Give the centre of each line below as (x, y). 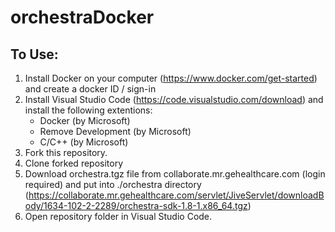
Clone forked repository (74, 163)
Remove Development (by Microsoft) (115, 131)
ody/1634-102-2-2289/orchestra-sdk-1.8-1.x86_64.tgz (136, 205)
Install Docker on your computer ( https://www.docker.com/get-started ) (171, 78)
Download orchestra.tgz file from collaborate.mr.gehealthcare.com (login (175, 174)
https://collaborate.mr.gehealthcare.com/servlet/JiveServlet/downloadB (176, 195)
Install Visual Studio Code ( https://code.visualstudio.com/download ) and (174, 99)
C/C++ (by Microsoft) (84, 142)
